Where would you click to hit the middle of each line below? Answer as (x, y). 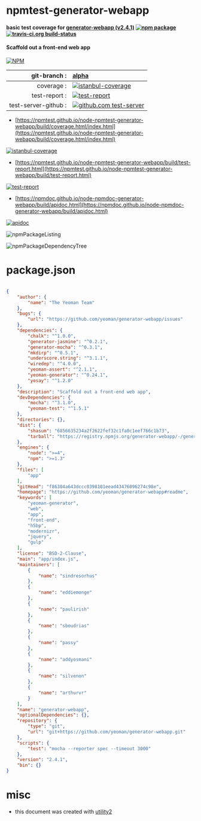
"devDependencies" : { (44, 397)
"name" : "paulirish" (64, 609)
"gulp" (36, 542)
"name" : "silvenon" (62, 676)
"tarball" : (41, 436)
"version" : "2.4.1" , (42, 760)
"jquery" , (40, 537)
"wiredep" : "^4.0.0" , (55, 364)
